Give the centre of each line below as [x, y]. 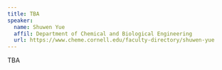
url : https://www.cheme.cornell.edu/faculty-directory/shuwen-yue [114, 40]
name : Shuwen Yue [39, 27]
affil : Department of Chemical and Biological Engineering [103, 34]
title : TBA [23, 14]
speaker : [20, 21]
